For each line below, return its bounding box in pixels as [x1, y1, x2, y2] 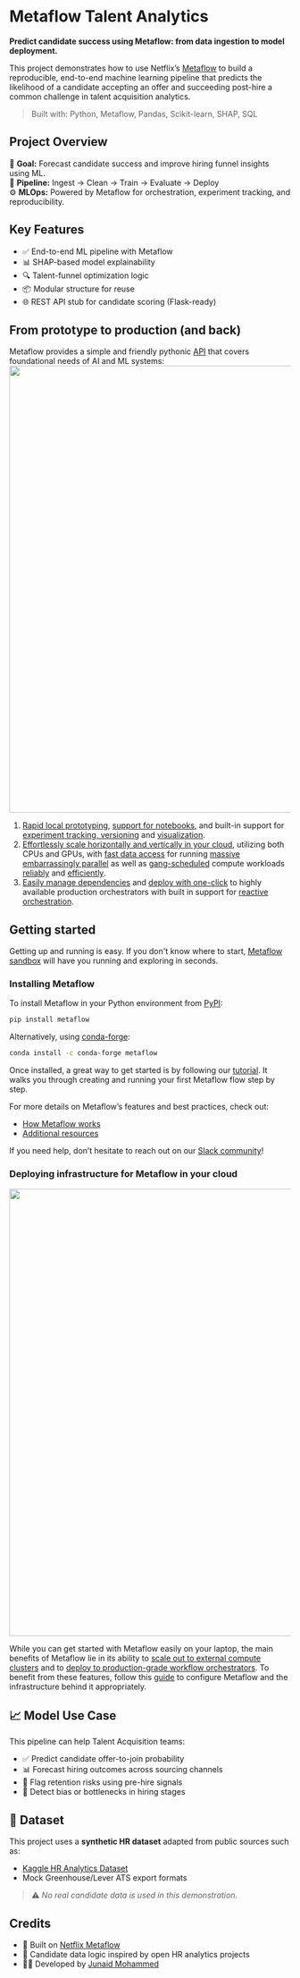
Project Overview [9, 134, 108, 149]
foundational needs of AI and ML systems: [9, 356, 165, 367]
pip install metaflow [9, 1015, 90, 1025]
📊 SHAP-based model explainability [21, 257, 156, 267]
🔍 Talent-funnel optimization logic [21, 270, 149, 281]
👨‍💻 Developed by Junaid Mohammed [21, 1958, 159, 1969]
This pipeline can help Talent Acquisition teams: [9, 1737, 186, 1747]
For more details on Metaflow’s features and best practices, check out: [9, 1102, 270, 1112]
